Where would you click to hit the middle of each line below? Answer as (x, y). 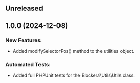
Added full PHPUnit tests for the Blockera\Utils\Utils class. (74, 75)
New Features (23, 40)
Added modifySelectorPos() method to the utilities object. (74, 51)
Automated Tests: (28, 64)
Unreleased (24, 8)
